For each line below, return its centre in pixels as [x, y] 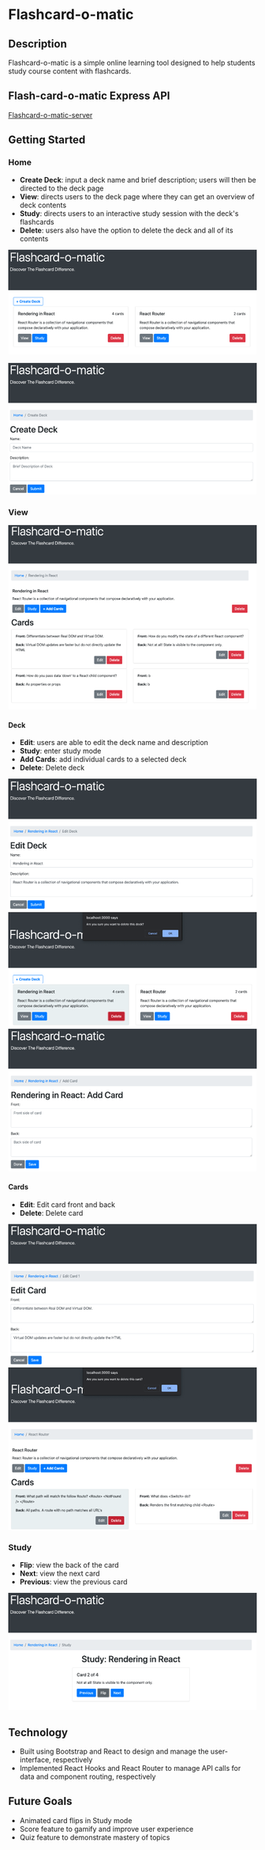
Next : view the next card [60, 1573]
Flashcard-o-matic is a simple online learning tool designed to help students [132, 62]
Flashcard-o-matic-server [50, 115]
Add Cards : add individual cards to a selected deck [103, 759]
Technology [38, 1733]
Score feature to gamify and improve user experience [106, 1829]
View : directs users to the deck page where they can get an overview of [137, 196]
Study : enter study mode [60, 751]
